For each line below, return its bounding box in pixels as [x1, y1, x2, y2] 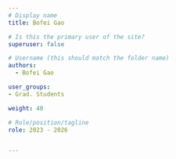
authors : [8, 62, 37, 70]
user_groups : [8, 83, 51, 91]
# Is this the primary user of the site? [8, 33, 145, 41]
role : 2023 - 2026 [8, 126, 68, 134]
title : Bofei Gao [8, 19, 65, 27]
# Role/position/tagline [8, 118, 89, 126]
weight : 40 [8, 104, 44, 112]
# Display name [8, 11, 58, 20]
